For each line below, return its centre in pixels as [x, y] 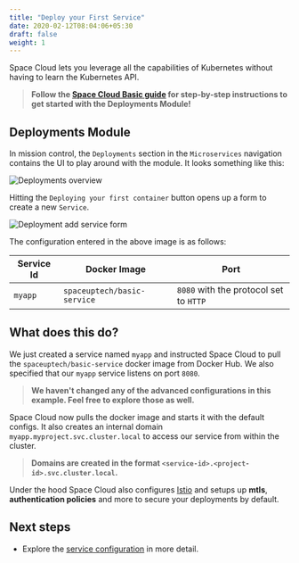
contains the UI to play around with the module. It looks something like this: [147, 163]
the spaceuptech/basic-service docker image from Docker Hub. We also [141, 363]
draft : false [33, 34]
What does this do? [64, 332]
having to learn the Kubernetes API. [74, 78]
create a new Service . [49, 207]
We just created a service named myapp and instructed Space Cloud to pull [145, 354]
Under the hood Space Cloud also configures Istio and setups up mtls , [139, 489]
